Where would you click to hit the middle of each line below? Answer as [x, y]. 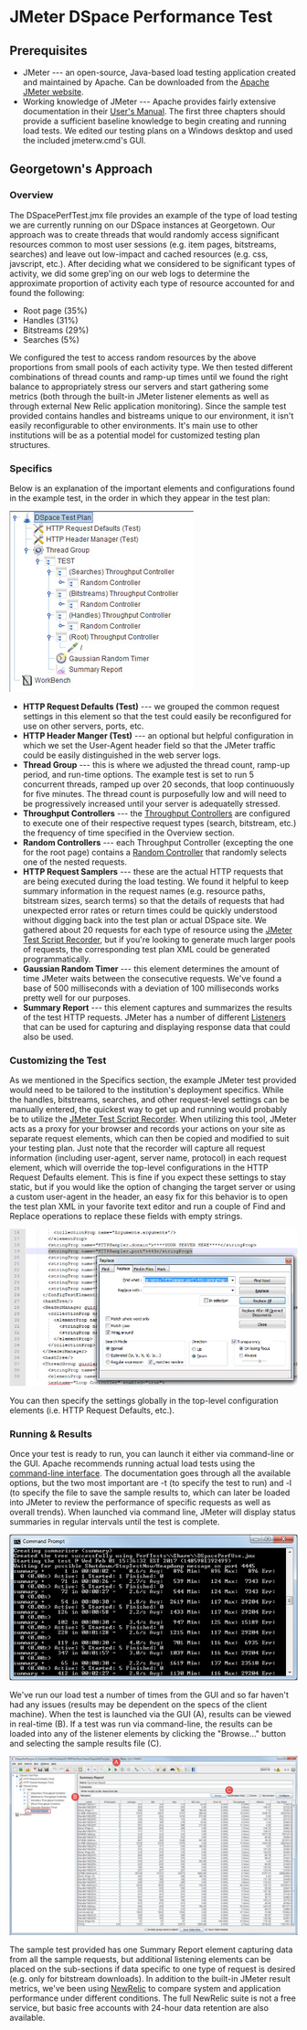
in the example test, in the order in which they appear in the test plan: [140, 498]
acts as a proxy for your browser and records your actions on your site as [148, 1129]
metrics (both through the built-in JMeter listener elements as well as [139, 396]
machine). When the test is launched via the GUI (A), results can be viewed [151, 1714]
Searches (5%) [51, 339]
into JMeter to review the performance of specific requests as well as [140, 1503]
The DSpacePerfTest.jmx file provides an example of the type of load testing [153, 215]
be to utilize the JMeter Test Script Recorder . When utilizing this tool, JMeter [153, 1119]
